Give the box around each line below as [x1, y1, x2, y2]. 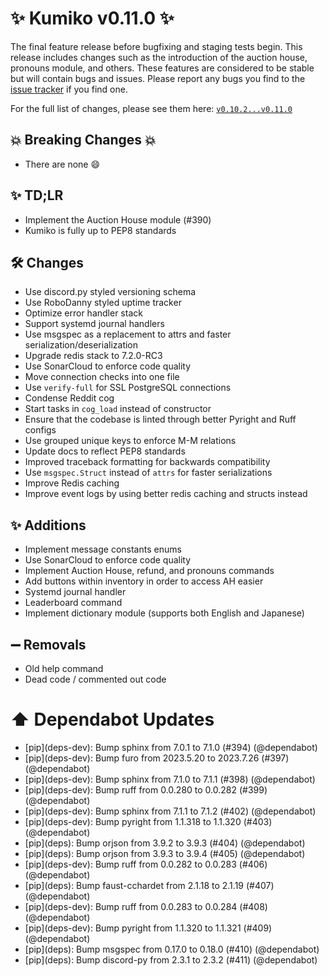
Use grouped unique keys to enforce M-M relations [24, 435, 237, 447]
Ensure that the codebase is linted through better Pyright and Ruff [24, 413, 297, 426]
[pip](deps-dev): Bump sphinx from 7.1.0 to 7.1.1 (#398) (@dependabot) [24, 773, 316, 785]
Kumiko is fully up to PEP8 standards [24, 224, 177, 236]
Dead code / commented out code [24, 673, 167, 685]
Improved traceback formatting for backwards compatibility [24, 456, 271, 468]
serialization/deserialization [24, 339, 139, 351]
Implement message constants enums [24, 543, 182, 556]
